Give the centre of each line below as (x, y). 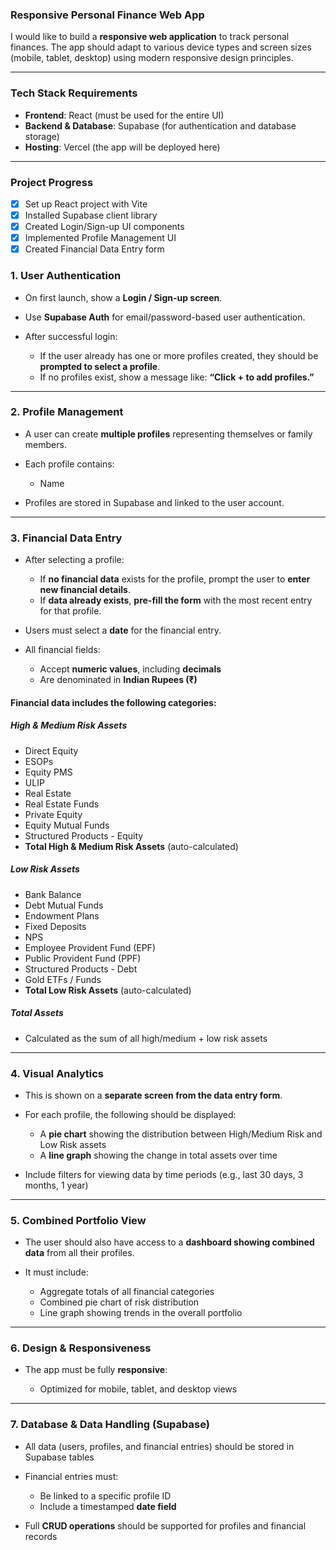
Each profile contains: (69, 464)
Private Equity (53, 814)
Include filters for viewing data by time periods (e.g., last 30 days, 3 (164, 1174)
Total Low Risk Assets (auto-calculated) (108, 990)
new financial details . (85, 590)
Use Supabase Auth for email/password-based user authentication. (165, 317)
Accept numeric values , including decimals (130, 669)
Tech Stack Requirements (74, 93)
